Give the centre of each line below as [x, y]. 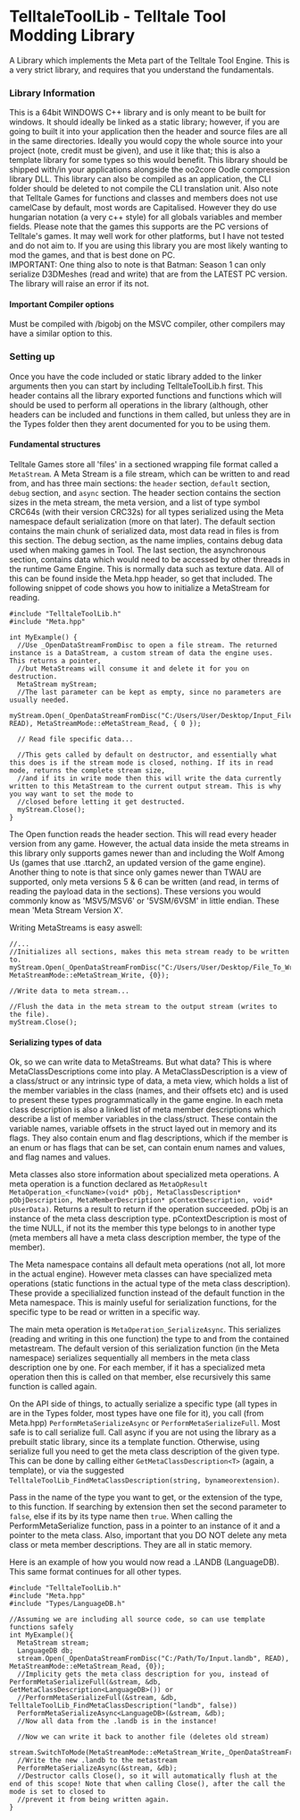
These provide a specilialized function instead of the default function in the [147, 1293]
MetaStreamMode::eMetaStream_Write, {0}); [89, 975]
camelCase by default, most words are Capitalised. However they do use [143, 208]
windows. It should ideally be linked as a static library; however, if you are [145, 122]
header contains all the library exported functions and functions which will [146, 395]
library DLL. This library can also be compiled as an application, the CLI [140, 179]
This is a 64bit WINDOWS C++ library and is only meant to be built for [137, 113]
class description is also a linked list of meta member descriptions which [143, 1110]
